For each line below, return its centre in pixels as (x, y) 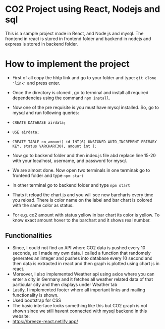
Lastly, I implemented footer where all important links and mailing (79, 290)
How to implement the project (67, 64)
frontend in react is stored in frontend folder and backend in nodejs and (78, 39)
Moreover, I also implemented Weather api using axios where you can (83, 274)
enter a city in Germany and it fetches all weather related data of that (82, 279)
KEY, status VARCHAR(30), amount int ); (55, 146)
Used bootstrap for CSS (37, 300)
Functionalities (28, 236)
